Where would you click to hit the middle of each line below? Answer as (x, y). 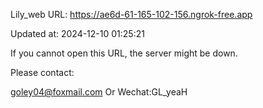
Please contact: (42, 72)
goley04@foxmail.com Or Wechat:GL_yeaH (99, 92)
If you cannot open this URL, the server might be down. (124, 53)
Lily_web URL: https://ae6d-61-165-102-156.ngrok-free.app (131, 14)
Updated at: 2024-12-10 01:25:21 (77, 33)
